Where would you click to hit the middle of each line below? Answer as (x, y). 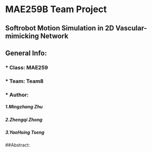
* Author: (17, 95)
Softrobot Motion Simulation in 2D (60, 28)
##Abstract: (18, 145)
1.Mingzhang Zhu (24, 107)
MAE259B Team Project (56, 9)
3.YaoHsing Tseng (25, 132)
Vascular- (131, 28)
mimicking (22, 36)
